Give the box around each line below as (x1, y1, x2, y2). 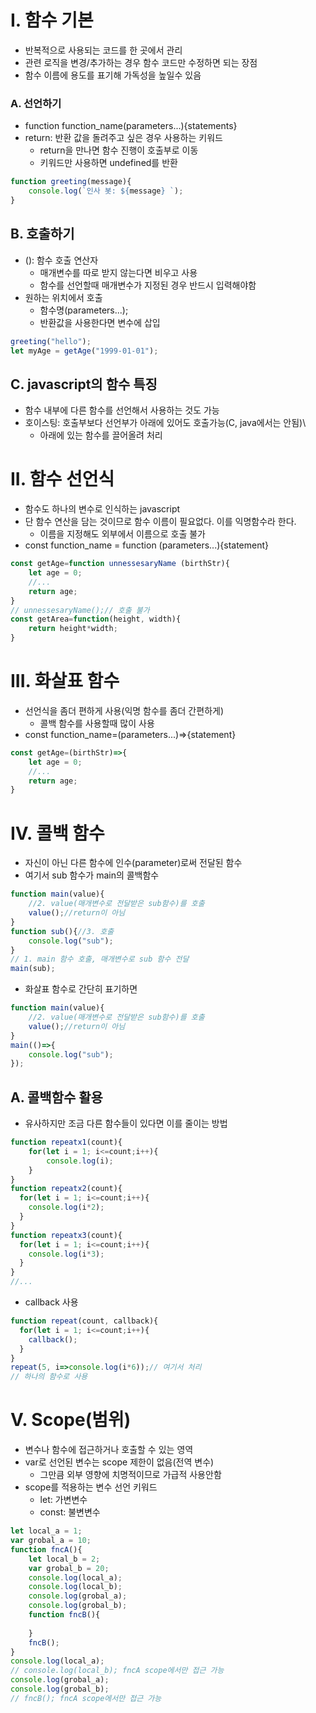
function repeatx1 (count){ (10, 1137, 123, 1148)
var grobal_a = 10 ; (10, 1536, 92, 1546)
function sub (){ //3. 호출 (10, 926, 115, 936)
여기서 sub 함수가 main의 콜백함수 (24, 869, 160, 881)
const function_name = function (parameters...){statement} (24, 539, 270, 551)
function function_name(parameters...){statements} (24, 120, 238, 132)
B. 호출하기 (10, 226, 75, 243)
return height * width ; (28, 624, 118, 634)
